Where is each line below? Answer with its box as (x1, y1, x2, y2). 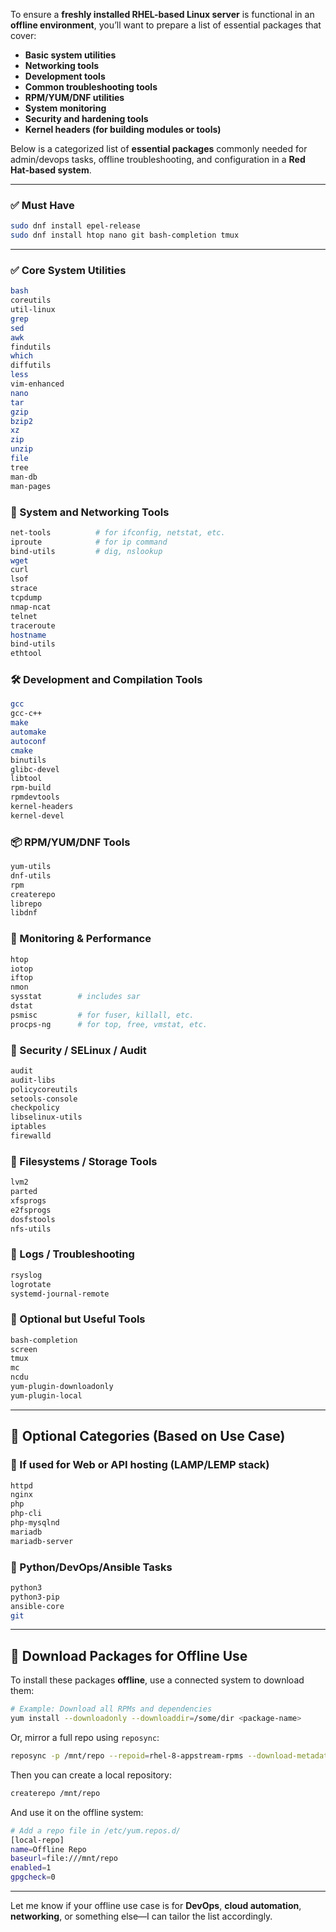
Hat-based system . (10, 164, 92, 176)
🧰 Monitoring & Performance (10, 932, 152, 946)
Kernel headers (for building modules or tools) (24, 124, 222, 135)
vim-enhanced (10, 379, 65, 389)
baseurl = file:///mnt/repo (10, 1854, 118, 1864)
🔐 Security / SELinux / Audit (10, 1043, 147, 1057)
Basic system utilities (24, 49, 117, 61)
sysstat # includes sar (10, 992, 141, 1002)
